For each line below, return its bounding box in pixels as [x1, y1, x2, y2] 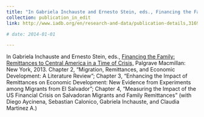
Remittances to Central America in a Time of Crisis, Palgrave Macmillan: [6, 59, 186, 67]
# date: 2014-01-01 [6, 31, 56, 37]
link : [6, 20, 20, 26]
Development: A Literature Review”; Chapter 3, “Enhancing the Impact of [6, 72, 188, 79]
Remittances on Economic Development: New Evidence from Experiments [6, 79, 191, 86]
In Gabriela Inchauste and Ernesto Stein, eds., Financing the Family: [6, 53, 175, 61]
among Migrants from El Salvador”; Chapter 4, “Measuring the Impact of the [6, 85, 196, 93]
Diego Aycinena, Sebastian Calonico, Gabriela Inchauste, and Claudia [6, 98, 180, 105]
